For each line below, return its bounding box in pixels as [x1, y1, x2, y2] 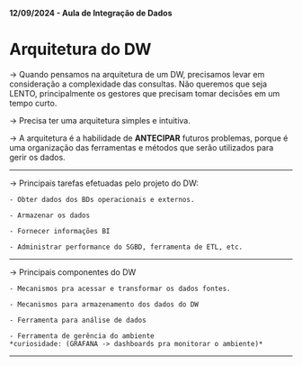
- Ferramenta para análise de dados [9, 316, 147, 325]
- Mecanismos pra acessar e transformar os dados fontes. [9, 284, 231, 293]
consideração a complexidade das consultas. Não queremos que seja [9, 78, 268, 89]
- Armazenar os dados [9, 211, 91, 220]
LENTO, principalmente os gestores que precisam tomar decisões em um [9, 87, 280, 98]
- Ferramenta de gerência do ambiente [9, 331, 155, 341]
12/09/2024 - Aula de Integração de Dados [9, 8, 173, 18]
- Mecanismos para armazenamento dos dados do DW [9, 299, 200, 309]
